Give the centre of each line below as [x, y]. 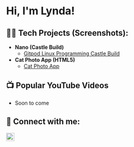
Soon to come [32, 103]
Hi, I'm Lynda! [41, 11]
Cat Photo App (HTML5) [45, 60]
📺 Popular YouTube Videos [57, 85]
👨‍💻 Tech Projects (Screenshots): [67, 33]
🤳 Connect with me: [43, 122]
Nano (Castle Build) [39, 47]
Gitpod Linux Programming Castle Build [72, 54]
